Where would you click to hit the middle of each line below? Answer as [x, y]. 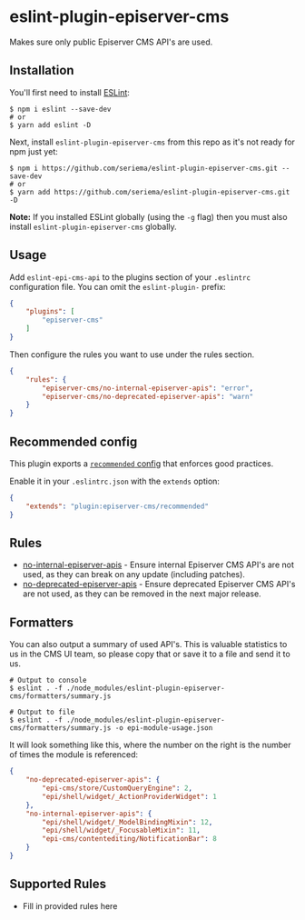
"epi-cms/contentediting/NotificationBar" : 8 [130, 839]
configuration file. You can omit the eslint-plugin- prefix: [118, 286]
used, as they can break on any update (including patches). [133, 575]
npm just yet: [34, 151]
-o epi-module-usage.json [164, 728]
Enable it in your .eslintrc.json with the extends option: [115, 481]
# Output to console [49, 680]
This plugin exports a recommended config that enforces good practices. [142, 464]
